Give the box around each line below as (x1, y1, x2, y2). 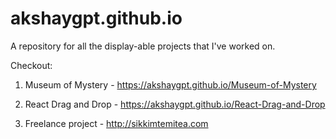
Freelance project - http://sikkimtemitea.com (24, 117, 209, 129)
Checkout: (10, 59, 53, 71)
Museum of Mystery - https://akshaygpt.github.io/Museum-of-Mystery (24, 78, 317, 91)
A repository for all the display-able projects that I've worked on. (10, 40, 276, 52)
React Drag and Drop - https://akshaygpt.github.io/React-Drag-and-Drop (24, 98, 326, 110)
